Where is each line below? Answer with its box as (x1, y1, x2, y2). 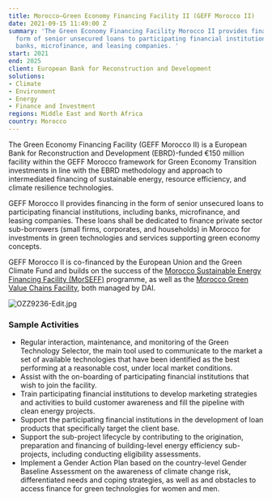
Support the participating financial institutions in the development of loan (19, 415, 264, 425)
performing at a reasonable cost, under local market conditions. (19, 363, 233, 373)
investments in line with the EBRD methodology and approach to (8, 165, 223, 175)
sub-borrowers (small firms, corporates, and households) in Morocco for (8, 224, 251, 233)
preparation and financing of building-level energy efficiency (19, 441, 223, 451)
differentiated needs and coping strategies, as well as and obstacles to (19, 475, 257, 485)
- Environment (8, 87, 57, 96)
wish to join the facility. (19, 380, 97, 390)
